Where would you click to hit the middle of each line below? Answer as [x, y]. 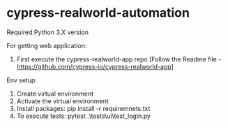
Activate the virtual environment [62, 101]
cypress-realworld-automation [98, 13]
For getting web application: [47, 45]
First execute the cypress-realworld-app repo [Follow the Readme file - [119, 59]
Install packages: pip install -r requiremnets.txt [83, 108]
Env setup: [22, 80]
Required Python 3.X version [47, 32]
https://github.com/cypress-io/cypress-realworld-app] [95, 66]
